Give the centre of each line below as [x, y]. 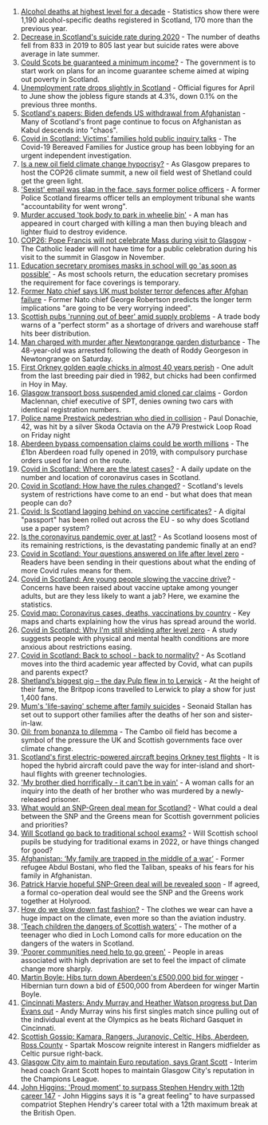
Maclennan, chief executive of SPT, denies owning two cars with [127, 401]
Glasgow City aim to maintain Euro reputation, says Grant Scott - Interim [139, 1062]
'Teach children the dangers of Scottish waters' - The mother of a [129, 926]
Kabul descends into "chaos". [69, 130]
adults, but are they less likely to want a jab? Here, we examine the [130, 596]
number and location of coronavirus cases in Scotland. [110, 477]
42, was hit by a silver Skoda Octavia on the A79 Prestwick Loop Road [136, 427]
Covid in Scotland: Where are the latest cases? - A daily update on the [136, 469]
